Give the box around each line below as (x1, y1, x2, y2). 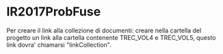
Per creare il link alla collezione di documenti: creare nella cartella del (6, 26, 202, 34)
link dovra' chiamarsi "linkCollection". (6, 40, 112, 49)
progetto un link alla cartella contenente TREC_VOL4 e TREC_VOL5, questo (6, 33, 216, 41)
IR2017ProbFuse (6, 4, 101, 20)
